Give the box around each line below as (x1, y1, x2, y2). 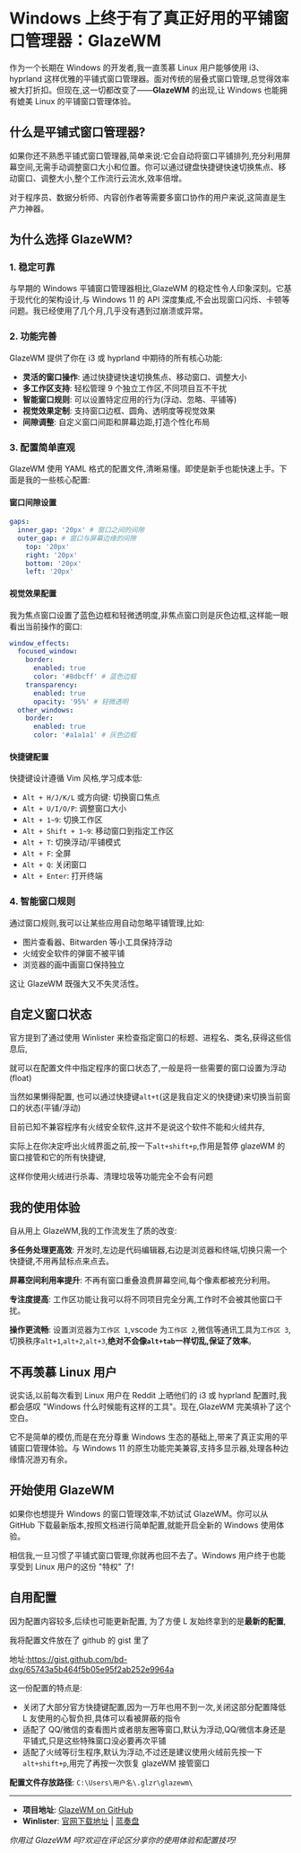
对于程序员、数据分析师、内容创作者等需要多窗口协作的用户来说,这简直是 (9, 191, 279, 202)
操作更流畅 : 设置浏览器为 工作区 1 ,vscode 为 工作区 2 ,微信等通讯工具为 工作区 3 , (9, 1325, 291, 1335)
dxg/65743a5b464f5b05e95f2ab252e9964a (9, 1663, 175, 1674)
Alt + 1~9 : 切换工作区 (21, 814, 103, 825)
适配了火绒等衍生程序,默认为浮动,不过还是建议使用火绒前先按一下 (21, 1746, 262, 1757)
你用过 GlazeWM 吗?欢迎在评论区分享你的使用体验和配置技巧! (9, 1834, 236, 1845)
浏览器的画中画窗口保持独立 (21, 959, 125, 970)
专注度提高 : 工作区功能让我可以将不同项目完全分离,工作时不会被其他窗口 (9, 1294, 276, 1305)
